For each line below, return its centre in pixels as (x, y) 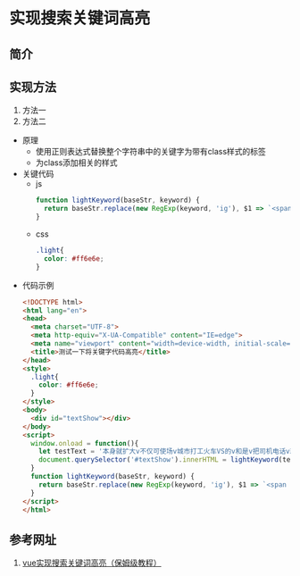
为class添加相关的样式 (76, 163)
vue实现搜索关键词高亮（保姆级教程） (92, 563)
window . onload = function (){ (85, 443)
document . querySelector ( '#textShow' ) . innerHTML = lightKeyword (159, 460)
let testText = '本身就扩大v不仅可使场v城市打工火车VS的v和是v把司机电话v (164, 452)
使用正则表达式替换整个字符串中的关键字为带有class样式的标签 (150, 152)
